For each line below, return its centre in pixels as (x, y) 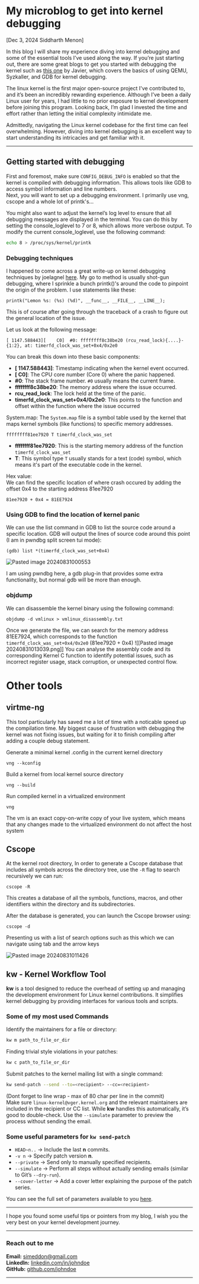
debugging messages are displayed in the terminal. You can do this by (92, 219)
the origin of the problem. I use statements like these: (71, 290)
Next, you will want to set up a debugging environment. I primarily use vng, (98, 195)
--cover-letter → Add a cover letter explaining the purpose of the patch (103, 1181)
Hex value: (19, 476)
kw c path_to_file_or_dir (38, 1062)
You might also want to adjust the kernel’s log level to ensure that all (89, 213)
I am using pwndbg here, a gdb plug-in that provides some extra (85, 574)
